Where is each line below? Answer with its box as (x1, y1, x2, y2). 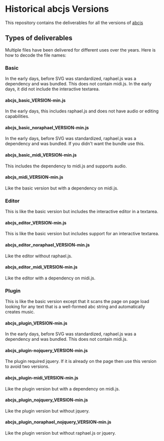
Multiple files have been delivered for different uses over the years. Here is (5, 47, 156, 53)
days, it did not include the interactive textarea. (5, 86, 100, 92)
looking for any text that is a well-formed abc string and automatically (5, 303, 145, 310)
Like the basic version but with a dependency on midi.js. (5, 185, 118, 191)
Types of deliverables (5, 34, 72, 42)
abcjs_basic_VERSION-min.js (5, 97, 66, 103)
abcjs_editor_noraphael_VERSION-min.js (5, 242, 90, 248)
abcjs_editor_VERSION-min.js (5, 220, 67, 225)
